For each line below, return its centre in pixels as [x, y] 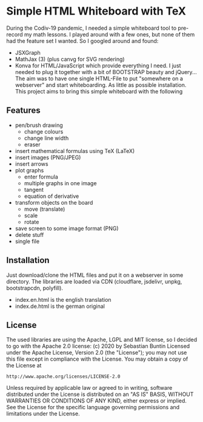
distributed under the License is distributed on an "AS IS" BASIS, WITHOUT [100, 394]
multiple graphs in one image [60, 183]
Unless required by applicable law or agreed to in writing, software [89, 388]
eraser [32, 145]
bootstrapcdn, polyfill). [35, 288]
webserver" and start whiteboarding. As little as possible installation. [101, 85]
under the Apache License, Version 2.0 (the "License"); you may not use [97, 353]
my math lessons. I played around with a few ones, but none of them [109, 34]
